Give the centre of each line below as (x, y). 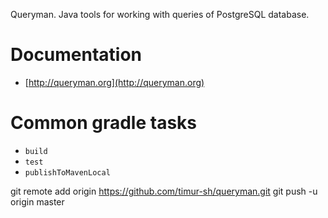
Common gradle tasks (103, 123)
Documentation (76, 55)
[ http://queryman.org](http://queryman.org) (114, 82)
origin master (37, 201)
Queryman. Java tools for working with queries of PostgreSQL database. (160, 14)
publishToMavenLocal (67, 172)
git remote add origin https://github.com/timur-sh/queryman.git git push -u (164, 191)
